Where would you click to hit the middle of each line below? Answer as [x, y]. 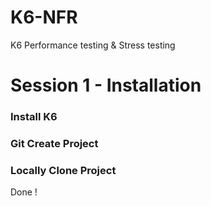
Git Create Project [54, 143]
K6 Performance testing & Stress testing [93, 45]
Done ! [24, 192]
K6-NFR [44, 17]
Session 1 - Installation [106, 85]
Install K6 [34, 117]
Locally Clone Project [63, 170]
